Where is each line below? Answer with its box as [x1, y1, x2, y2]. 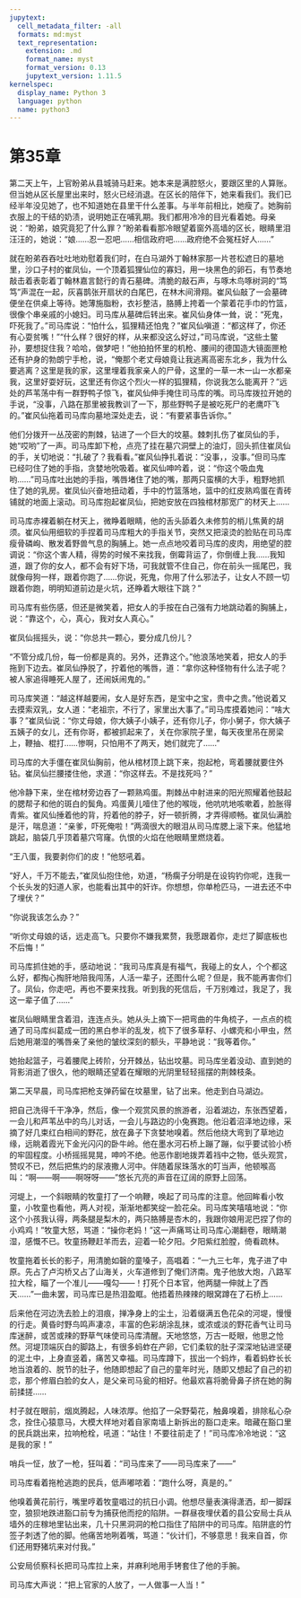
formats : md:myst [17, 30, 82, 39]
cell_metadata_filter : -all [17, 22, 123, 31]
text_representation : [17, 38, 99, 48]
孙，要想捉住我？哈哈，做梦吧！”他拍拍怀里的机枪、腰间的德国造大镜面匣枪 [9, 343, 288, 354]
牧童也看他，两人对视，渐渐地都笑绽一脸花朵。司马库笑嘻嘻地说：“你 [32, 1202, 288, 1213]
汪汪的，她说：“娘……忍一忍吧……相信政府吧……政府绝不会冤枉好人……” [9, 234, 275, 245]
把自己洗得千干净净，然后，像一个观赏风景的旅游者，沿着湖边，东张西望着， [9, 1105, 292, 1116]
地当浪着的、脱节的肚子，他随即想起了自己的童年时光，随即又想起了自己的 [9, 1364, 284, 1374]
